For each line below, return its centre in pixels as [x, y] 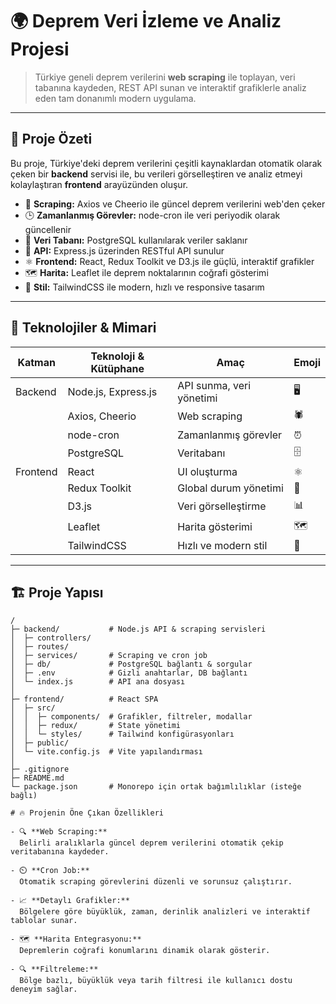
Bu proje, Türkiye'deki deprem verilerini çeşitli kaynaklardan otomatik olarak [166, 163]
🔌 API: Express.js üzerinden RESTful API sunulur [124, 250]
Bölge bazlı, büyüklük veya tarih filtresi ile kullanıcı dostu [156, 981]
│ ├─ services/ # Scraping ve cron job [109, 656]
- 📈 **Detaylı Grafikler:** [70, 901]
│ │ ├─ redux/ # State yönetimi [96, 726]
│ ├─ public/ [40, 743]
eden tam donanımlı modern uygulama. [115, 98]
